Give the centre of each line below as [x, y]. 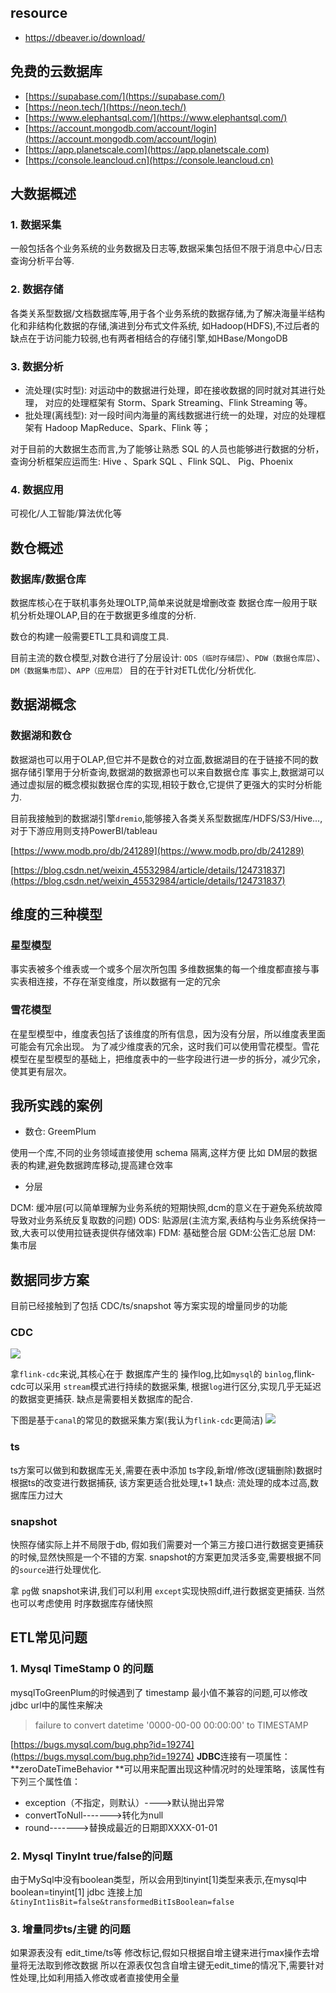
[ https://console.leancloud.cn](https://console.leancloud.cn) [149, 160]
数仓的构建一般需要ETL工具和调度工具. [90, 636]
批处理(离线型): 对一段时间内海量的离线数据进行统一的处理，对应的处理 [170, 415]
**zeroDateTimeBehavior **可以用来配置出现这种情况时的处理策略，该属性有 [168, 1768]
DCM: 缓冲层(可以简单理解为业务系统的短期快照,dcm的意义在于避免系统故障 [166, 1208]
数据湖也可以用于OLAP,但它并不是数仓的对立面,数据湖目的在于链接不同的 [160, 759]
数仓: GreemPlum [60, 1132]
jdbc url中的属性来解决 [56, 1705]
